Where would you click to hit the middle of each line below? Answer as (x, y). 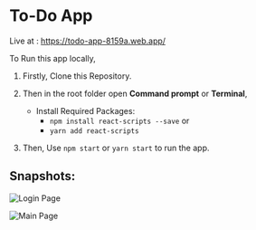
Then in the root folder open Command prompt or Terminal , (135, 93)
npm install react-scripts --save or (119, 120)
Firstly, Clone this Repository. (77, 76)
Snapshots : (43, 176)
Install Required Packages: (85, 110)
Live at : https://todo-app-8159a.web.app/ (87, 41)
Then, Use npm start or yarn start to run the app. (116, 148)
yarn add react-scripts (94, 131)
